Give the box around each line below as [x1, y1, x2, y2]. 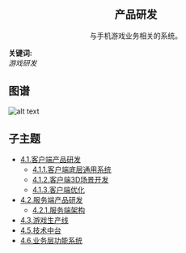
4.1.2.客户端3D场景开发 [32, 175, 109, 185]
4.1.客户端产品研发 [19, 155, 81, 165]
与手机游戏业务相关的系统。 [90, 31, 182, 41]
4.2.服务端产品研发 [19, 195, 83, 205]
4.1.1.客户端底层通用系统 [32, 165, 112, 174]
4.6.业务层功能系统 [19, 236, 83, 246]
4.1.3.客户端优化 [32, 185, 85, 195]
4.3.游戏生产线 [19, 216, 69, 225]
